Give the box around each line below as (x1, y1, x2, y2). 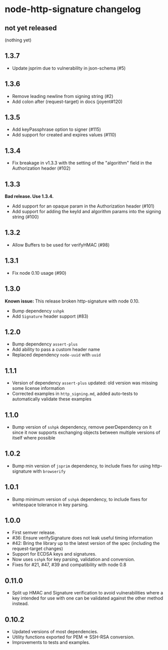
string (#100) (12, 214, 39, 220)
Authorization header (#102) (12, 165, 71, 171)
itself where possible (12, 434, 55, 440)
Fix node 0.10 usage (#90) (12, 270, 67, 276)
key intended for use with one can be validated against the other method (12, 595, 163, 602)
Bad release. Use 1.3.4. (5, 193, 54, 199)
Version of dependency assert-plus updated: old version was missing (12, 380, 158, 386)
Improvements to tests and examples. (12, 639, 90, 645)
